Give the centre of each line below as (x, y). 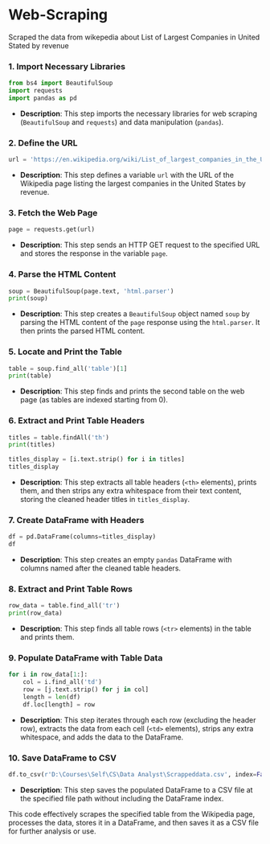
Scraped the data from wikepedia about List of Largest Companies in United (134, 37)
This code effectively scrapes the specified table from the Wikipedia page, (132, 814)
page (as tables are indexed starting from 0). (94, 400)
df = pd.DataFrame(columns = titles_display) (82, 537)
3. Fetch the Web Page (53, 212)
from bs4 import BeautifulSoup (61, 83)
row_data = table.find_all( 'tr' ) (64, 606)
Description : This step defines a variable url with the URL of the (127, 175)
